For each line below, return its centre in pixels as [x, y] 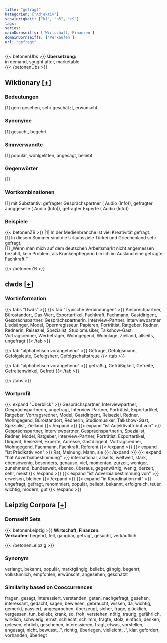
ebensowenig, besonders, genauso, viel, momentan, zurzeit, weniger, [77, 463]
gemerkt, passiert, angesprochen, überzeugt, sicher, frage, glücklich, [76, 609]
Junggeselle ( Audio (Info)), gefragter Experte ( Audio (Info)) [67, 208]
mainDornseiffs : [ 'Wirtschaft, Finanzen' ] [50, 33]
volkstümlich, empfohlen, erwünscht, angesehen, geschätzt [67, 574]
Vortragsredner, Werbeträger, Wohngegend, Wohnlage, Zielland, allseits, [80, 335]
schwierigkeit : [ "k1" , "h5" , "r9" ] [42, 19]
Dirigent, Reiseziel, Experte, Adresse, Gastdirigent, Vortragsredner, [74, 441]
